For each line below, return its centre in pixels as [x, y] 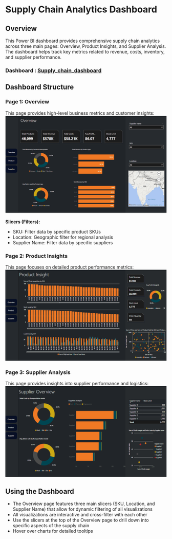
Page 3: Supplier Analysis [38, 372]
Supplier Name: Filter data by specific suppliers [63, 242]
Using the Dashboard [40, 491]
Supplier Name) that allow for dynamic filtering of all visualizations [82, 509]
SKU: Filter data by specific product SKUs [57, 231]
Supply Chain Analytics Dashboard [81, 10]
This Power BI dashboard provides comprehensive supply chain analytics [83, 41]
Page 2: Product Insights [37, 256]
